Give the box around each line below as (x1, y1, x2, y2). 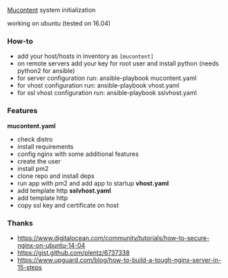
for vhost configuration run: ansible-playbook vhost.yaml (17, 81, 180, 90)
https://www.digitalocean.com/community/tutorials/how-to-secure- (17, 234, 210, 242)
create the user (17, 157, 61, 165)
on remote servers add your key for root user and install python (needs (17, 59, 219, 68)
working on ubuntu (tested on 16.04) (7, 19, 111, 27)
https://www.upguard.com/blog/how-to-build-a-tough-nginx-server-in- (17, 255, 221, 264)
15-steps (17, 263, 43, 271)
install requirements (17, 142, 74, 150)
